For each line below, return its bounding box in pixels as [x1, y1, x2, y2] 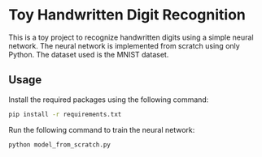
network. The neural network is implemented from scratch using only [8, 40, 240, 50]
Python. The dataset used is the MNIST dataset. [8, 49, 169, 59]
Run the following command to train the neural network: [8, 125, 195, 134]
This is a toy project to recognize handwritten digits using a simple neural [8, 32, 254, 42]
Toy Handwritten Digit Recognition [8, 6, 247, 24]
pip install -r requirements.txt [8, 110, 122, 118]
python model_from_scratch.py [8, 140, 111, 149]
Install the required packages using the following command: [8, 95, 209, 104]
